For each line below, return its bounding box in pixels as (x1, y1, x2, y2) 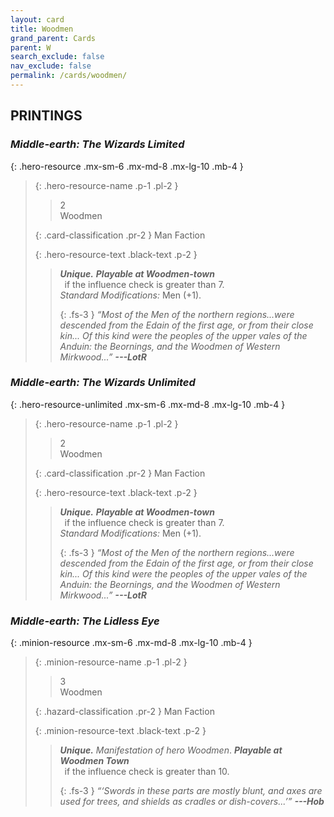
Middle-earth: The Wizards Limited (10, 137, 185, 151)
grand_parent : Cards (10, 33, 97, 43)
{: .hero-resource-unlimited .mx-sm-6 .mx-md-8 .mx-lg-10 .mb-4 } (10, 398, 286, 410)
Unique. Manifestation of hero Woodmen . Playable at (59, 744, 283, 756)
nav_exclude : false (10, 61, 92, 71)
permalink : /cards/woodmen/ (10, 71, 128, 81)
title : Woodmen (10, 24, 74, 34)
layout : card (10, 14, 65, 25)
